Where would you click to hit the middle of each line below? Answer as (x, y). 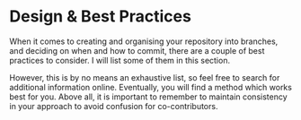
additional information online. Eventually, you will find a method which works (150, 87)
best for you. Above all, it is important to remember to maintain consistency (148, 97)
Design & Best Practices (100, 17)
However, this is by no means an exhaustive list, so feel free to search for (145, 77)
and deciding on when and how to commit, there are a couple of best (137, 50)
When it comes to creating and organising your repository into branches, (144, 41)
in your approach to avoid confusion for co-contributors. (114, 106)
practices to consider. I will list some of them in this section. (120, 60)
